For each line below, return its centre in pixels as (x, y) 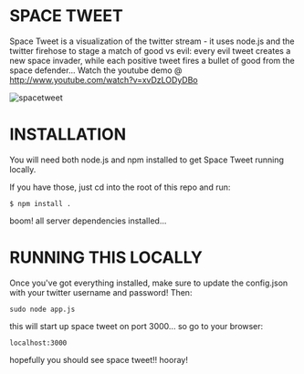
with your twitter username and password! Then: (101, 292)
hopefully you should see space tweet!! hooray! (99, 359)
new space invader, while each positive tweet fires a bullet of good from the (152, 60)
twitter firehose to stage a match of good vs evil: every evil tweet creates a (150, 50)
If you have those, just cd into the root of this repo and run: (120, 187)
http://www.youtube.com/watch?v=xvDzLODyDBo (104, 79)
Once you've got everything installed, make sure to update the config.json (149, 283)
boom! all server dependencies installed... (88, 221)
